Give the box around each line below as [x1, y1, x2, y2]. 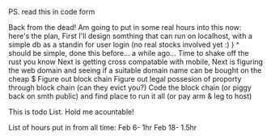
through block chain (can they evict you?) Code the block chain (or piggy [8, 83, 252, 92]
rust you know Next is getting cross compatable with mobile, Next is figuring [8, 57, 264, 66]
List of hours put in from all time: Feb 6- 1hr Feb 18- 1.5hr [8, 123, 197, 132]
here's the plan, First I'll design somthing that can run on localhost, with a [8, 32, 252, 40]
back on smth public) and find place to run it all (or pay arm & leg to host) [8, 91, 252, 100]
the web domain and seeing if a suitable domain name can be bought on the [8, 66, 262, 75]
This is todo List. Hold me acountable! [8, 107, 135, 117]
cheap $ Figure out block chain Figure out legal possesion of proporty [8, 74, 242, 83]
